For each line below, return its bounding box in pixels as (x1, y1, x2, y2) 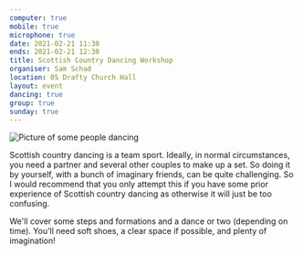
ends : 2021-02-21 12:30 (9, 48, 100, 57)
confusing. (9, 198, 50, 209)
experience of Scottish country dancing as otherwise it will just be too (9, 188, 272, 199)
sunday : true (9, 107, 59, 116)
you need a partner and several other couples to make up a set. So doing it (9, 159, 290, 170)
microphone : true (9, 30, 76, 39)
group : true (9, 98, 55, 108)
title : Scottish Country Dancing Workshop (9, 56, 173, 65)
